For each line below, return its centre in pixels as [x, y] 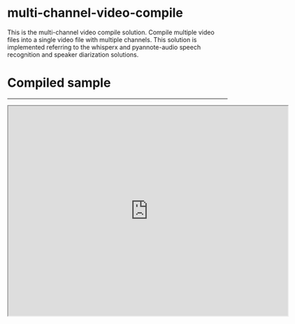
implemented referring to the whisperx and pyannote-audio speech [104, 47]
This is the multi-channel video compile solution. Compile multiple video [111, 32]
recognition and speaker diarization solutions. [73, 55]
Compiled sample [59, 83]
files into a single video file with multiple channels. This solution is [102, 39]
